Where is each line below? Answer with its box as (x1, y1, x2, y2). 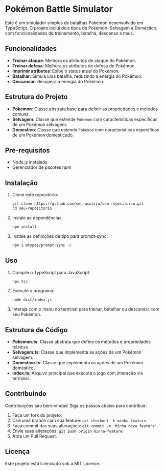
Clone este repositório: (12, 192, 59, 198)
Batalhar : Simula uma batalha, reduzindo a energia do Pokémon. (12, 73, 143, 79)
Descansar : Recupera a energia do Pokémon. (12, 78, 104, 84)
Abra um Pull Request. (12, 433, 57, 439)
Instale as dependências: (12, 215, 63, 220)
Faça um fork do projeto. (12, 412, 62, 418)
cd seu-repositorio (12, 206, 52, 211)
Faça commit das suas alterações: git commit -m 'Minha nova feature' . (12, 422, 158, 429)
